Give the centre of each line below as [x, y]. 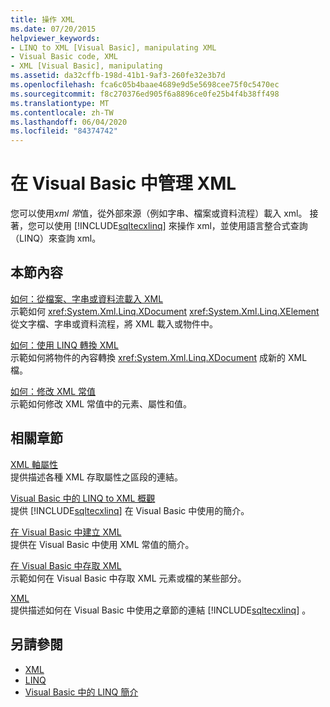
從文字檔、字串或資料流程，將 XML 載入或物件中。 [114, 323]
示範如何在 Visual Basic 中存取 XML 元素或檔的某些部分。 [128, 578]
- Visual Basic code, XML [64, 57]
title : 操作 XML [42, 19]
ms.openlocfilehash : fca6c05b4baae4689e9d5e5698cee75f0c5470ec [145, 85]
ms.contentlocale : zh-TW [62, 112]
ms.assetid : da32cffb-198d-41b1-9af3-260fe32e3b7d [118, 76]
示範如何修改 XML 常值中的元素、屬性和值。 [101, 403]
